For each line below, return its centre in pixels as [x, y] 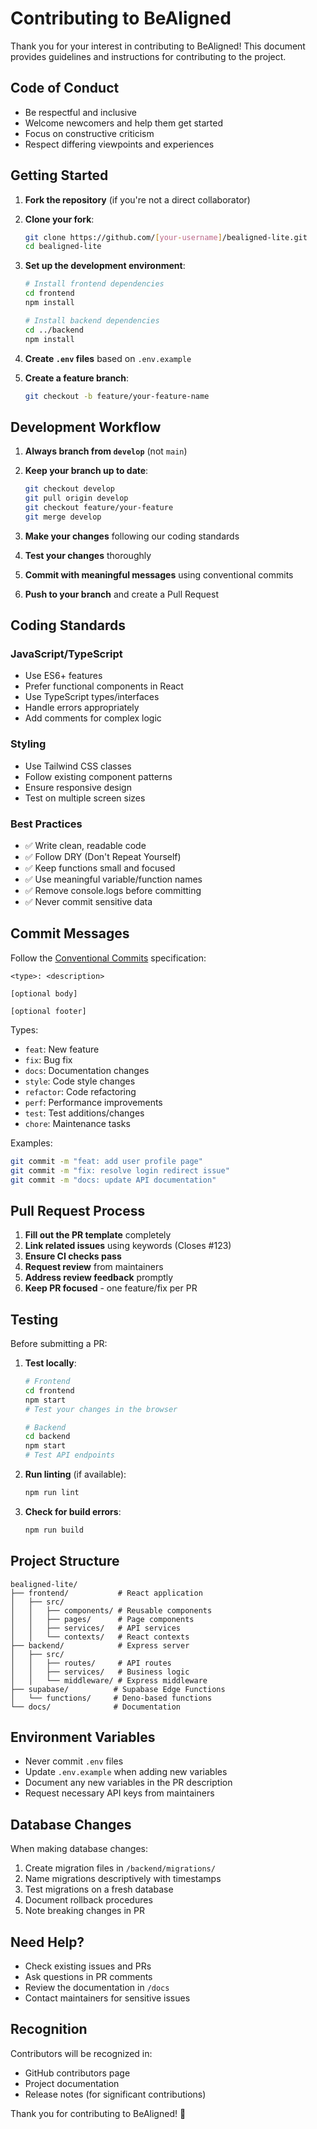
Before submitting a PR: [59, 1344]
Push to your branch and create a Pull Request [121, 594]
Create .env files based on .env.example [108, 358]
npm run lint [52, 1493]
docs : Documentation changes [87, 1070]
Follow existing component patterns [98, 776]
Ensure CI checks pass [73, 1256]
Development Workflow [86, 427]
